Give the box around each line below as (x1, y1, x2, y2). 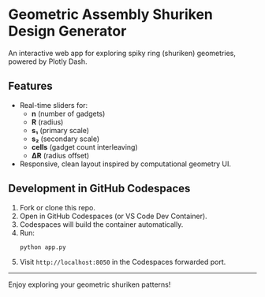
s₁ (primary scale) (31, 125, 89, 135)
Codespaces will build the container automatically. (19, 219, 184, 229)
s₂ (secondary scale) (31, 134, 100, 143)
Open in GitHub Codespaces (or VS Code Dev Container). (19, 211, 207, 221)
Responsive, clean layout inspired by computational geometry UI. (19, 159, 231, 169)
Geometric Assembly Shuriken (8, 6, 213, 24)
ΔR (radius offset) (31, 150, 90, 160)
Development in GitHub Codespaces (8, 182, 191, 195)
